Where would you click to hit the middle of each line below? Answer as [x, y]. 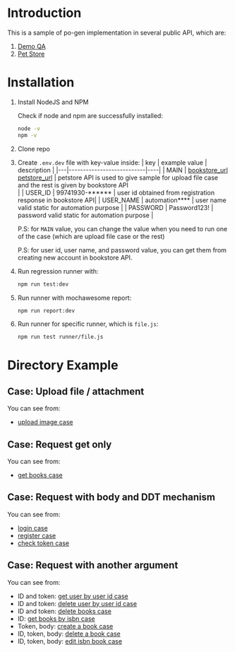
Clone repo [34, 149]
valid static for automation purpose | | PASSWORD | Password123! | [115, 207]
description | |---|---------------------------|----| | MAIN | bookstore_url [122, 170]
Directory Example [63, 365]
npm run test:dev [43, 284]
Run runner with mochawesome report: [74, 298]
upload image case [45, 422]
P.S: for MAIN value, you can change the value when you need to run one [122, 228]
